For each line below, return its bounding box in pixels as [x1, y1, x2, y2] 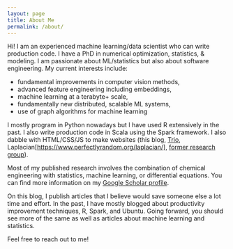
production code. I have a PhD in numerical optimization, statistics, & [7, 49, 205, 58]
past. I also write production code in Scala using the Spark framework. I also [7, 128, 227, 136]
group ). [7, 150, 29, 159]
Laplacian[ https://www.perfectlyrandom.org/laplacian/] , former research [7, 143, 216, 152]
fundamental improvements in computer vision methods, [17, 78, 180, 86]
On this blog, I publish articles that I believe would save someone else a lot [7, 192, 221, 200]
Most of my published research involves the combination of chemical [7, 164, 206, 172]
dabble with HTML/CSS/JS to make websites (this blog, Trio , [7, 136, 181, 144]
